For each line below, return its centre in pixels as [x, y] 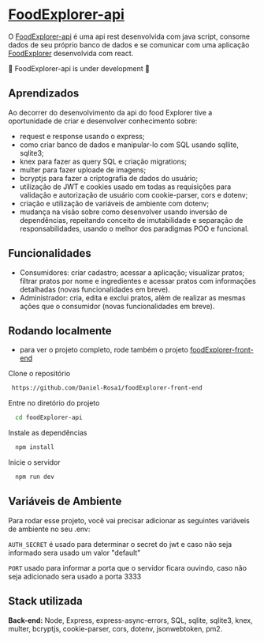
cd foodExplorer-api [49, 418]
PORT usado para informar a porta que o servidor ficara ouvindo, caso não [127, 567]
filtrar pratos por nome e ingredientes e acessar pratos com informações [138, 281]
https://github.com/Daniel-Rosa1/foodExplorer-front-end [107, 388]
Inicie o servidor [34, 462]
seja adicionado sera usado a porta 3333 [75, 576]
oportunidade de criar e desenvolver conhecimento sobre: [103, 121]
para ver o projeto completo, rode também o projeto [104, 350]
